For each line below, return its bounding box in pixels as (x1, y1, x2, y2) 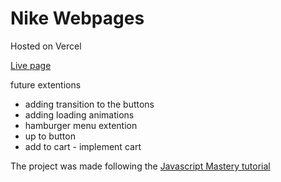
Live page (10, 59, 52, 71)
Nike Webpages (10, 7, 145, 30)
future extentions (10, 78, 82, 91)
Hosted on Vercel (10, 40, 82, 52)
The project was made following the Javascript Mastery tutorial (10, 160, 271, 172)
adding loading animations (24, 108, 135, 121)
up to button (24, 130, 76, 142)
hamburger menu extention (24, 119, 138, 131)
